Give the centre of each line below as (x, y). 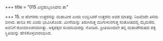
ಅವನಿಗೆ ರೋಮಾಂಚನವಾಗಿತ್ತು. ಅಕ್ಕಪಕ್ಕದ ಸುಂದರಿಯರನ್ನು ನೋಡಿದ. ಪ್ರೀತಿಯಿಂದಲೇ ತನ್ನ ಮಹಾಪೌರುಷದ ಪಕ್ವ (81, 27)
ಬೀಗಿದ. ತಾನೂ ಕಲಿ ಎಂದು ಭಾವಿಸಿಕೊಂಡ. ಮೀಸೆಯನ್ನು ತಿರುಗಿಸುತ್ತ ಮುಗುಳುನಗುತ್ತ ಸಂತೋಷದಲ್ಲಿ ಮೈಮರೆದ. (80, 22)
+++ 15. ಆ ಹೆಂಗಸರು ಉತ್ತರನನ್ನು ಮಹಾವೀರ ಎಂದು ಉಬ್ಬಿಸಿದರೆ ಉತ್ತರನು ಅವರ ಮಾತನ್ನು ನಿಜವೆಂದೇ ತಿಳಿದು (82, 17)
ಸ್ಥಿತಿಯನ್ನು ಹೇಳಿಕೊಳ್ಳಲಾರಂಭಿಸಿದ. (28, 33)
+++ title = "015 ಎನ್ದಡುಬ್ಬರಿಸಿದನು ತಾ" (37, 7)
